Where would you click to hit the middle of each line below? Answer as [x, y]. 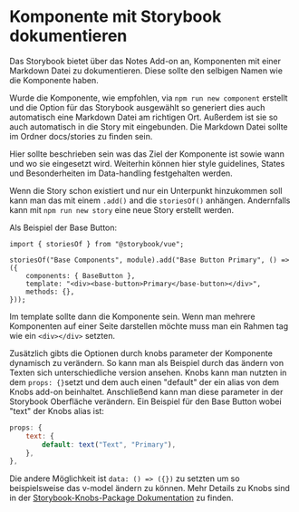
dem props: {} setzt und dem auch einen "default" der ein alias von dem [144, 382]
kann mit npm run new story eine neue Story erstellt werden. [122, 209]
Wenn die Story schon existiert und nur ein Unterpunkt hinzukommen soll [146, 190]
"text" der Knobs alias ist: [57, 411]
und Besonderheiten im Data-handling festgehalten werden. [121, 173]
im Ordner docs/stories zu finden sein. [81, 136]
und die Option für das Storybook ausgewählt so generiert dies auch [137, 107]
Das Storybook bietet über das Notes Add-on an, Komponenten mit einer [145, 61]
